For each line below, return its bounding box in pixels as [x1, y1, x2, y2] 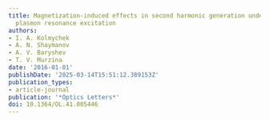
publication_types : [8, 78, 74, 86]
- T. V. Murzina [8, 57, 62, 64]
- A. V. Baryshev [8, 49, 66, 57]
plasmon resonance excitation [15, 19, 116, 27]
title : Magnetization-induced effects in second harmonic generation [8, 11, 246, 20]
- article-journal [8, 85, 70, 94]
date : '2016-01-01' [8, 64, 74, 72]
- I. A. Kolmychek [8, 33, 70, 42]
